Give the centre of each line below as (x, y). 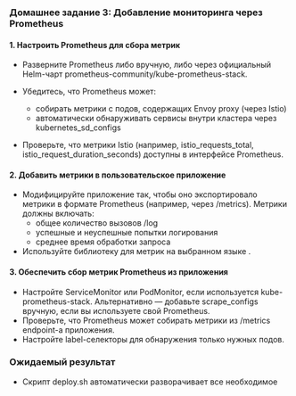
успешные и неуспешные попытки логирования (127, 233)
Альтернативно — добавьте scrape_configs (176, 301)
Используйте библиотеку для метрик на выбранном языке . (136, 252)
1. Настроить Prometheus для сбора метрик (95, 45)
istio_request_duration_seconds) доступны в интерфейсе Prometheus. (152, 154)
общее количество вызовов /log (97, 223)
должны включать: (58, 214)
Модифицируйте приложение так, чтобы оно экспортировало (140, 194)
